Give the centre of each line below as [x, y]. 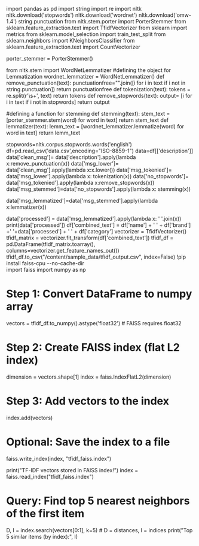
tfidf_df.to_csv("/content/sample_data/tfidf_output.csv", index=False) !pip [96, 257]
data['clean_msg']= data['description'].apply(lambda [71, 157]
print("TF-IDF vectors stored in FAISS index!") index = [72, 470]
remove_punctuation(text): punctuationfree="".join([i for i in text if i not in [96, 83]
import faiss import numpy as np [46, 270]
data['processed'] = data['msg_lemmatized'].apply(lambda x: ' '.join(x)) [94, 219]
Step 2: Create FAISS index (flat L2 [93, 348]
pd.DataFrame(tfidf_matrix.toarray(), [51, 244]
